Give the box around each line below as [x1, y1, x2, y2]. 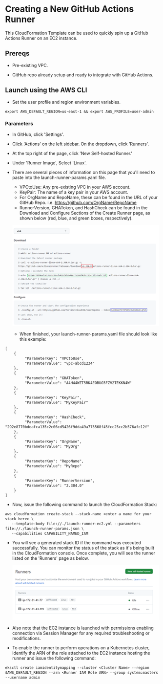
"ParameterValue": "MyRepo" [24, 463, 82, 469]
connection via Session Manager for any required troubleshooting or [12, 630, 150, 636]
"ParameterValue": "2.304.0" [24, 483, 84, 488]
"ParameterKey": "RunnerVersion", [24, 478, 95, 484]
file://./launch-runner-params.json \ [5, 527, 84, 531]
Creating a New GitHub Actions [5, 3, 134, 15]
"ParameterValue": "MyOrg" [24, 444, 80, 449]
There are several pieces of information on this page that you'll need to [12, 169, 155, 175]
